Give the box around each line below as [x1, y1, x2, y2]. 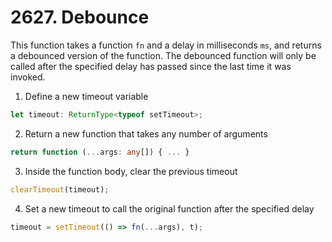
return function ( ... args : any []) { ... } [10, 147, 190, 157]
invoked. [10, 71, 46, 83]
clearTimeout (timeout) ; [10, 184, 110, 195]
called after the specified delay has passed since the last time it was [10, 60, 292, 72]
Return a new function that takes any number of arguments [24, 127, 268, 140]
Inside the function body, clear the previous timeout [24, 165, 238, 177]
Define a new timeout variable [24, 90, 149, 102]
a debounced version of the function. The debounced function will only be [10, 49, 317, 61]
